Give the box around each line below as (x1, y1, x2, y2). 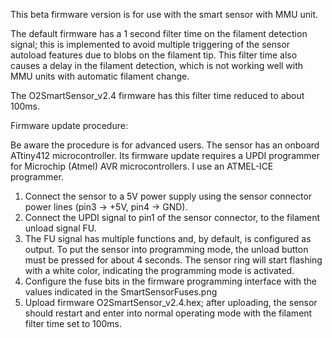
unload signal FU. (24, 222, 97, 234)
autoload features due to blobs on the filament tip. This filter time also (10, 49, 298, 61)
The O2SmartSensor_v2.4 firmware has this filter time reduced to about (10, 90, 305, 101)
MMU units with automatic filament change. (10, 70, 190, 82)
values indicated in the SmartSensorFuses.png (24, 286, 218, 298)
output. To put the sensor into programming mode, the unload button (24, 244, 309, 255)
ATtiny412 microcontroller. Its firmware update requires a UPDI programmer (10, 150, 320, 161)
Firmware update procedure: (10, 120, 128, 131)
